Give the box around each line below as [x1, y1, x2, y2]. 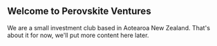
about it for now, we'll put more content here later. [7, 31, 149, 39]
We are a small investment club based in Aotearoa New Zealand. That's [7, 23, 211, 32]
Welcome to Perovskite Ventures [7, 5, 151, 17]
